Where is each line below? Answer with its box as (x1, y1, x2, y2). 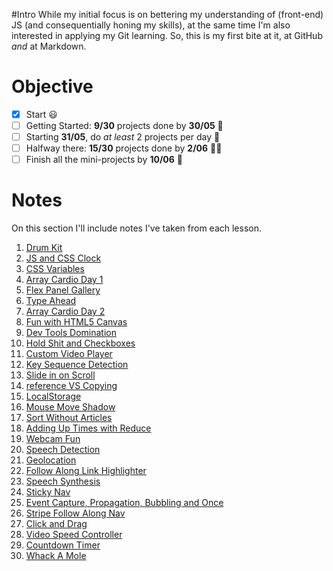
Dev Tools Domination (25, 327, 117, 339)
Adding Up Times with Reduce (25, 422, 152, 434)
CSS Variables (25, 263, 85, 275)
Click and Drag (25, 518, 88, 530)
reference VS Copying (25, 380, 118, 392)
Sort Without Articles (25, 412, 113, 424)
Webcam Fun (25, 433, 81, 445)
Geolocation (25, 454, 77, 466)
